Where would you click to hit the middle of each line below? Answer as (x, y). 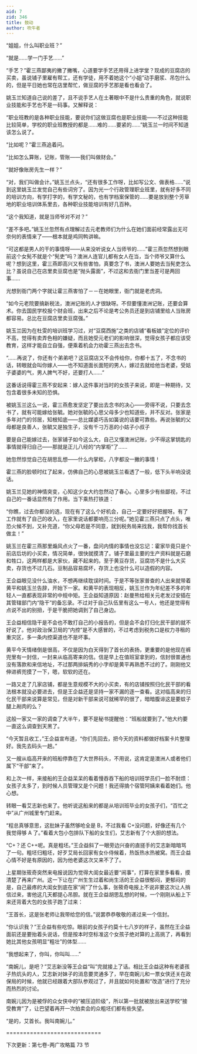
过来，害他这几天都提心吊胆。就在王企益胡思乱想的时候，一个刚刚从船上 (98, 895)
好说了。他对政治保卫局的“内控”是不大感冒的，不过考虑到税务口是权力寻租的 (98, 630)
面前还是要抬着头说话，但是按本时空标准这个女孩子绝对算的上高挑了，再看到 (98, 934)
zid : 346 (17, 17)
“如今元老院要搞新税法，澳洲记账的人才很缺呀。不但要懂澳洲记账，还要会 (95, 303)
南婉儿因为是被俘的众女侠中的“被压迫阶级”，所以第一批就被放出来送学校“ (94, 1001)
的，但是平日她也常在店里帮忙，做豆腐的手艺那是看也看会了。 (81, 85)
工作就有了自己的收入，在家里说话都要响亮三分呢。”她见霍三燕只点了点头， (96, 519)
